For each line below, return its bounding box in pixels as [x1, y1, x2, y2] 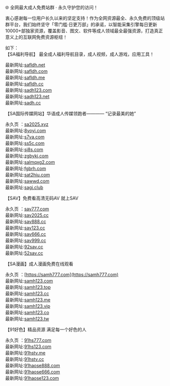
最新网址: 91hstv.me [5, 350, 46, 356]
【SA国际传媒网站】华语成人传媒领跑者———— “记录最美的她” [5, 111, 136, 116]
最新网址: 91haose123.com [5, 375, 59, 381]
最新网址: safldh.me [5, 75, 46, 80]
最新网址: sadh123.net [5, 93, 50, 100]
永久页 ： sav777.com [5, 206, 50, 212]
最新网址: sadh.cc [5, 100, 41, 106]
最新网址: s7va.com [5, 134, 45, 140]
